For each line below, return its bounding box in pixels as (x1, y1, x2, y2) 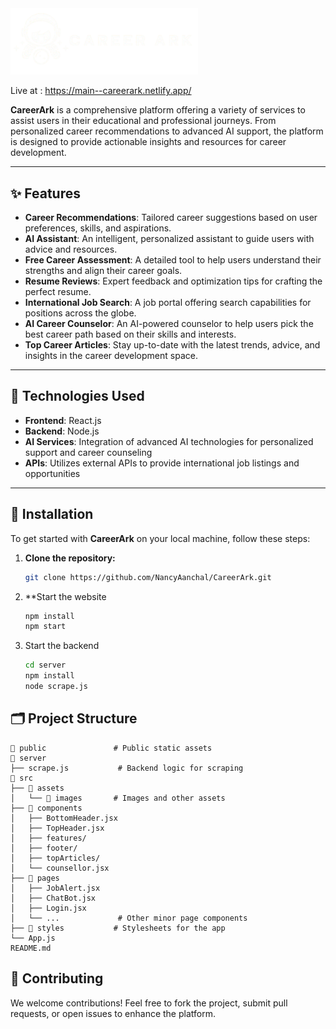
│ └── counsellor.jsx (10, 863, 110, 873)
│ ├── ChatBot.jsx (10, 893, 97, 903)
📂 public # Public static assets (10, 743, 213, 753)
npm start (24, 622, 67, 632)
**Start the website (24, 590, 107, 602)
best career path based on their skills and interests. (24, 328, 237, 341)
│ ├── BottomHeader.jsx (10, 813, 118, 823)
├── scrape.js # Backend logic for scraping (10, 763, 244, 773)
